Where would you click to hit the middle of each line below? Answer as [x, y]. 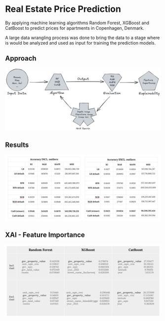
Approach [21, 59]
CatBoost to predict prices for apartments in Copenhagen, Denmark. [75, 28]
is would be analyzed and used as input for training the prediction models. [81, 43]
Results [17, 145]
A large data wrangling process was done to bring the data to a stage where [82, 38]
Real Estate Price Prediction [63, 9]
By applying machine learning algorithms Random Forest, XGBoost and [77, 23]
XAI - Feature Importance [45, 235]
